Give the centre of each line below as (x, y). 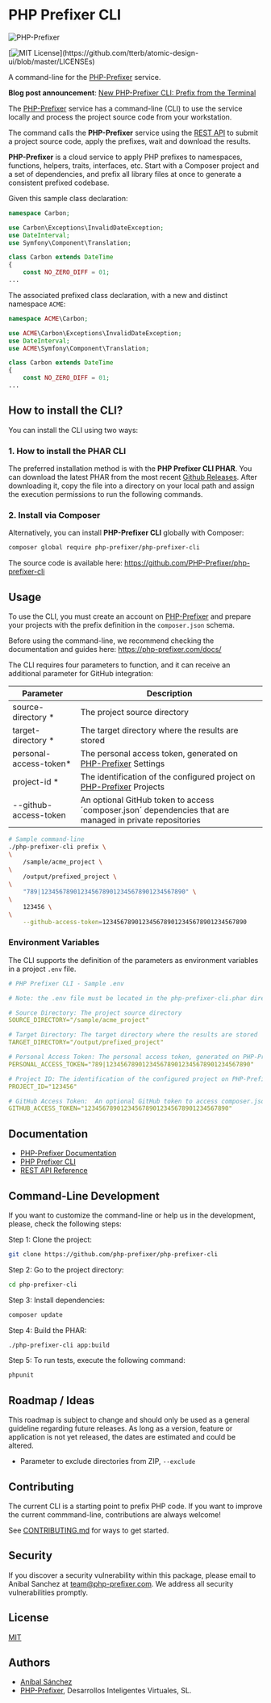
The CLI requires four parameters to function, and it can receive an (119, 665)
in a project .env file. (42, 969)
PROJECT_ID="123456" (43, 1087)
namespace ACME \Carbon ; (48, 318)
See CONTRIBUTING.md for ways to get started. (89, 1530)
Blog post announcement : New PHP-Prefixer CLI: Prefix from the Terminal (132, 93)
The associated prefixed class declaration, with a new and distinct (118, 295)
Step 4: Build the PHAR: (48, 1330)
